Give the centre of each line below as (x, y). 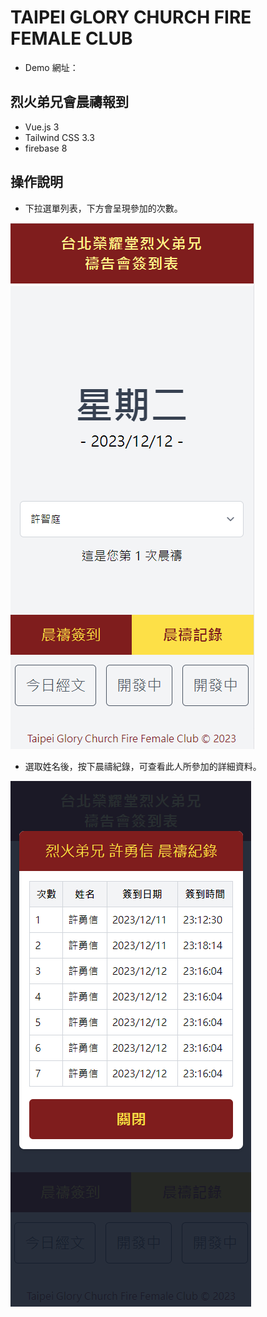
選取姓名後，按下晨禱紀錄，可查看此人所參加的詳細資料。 (143, 766)
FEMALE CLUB (71, 38)
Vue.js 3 (42, 127)
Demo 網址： (51, 67)
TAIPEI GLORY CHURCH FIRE (131, 17)
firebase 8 (46, 148)
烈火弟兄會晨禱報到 (69, 102)
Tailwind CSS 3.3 (59, 137)
